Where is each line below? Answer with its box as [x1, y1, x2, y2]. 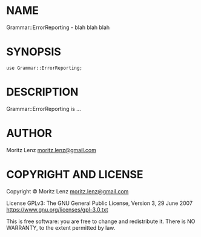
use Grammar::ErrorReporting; [6, 65, 83, 71]
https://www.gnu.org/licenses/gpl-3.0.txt [6, 205, 108, 213]
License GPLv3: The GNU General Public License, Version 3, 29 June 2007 [6, 199, 193, 207]
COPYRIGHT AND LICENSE [6, 167, 143, 181]
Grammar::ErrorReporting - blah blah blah [6, 24, 110, 31]
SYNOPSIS [6, 45, 62, 59]
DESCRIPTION [6, 85, 79, 99]
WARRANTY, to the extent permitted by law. [6, 224, 116, 231]
